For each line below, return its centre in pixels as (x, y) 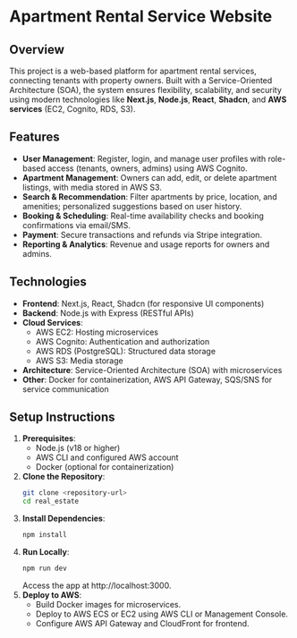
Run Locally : (46, 552)
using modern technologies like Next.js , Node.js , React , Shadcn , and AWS (148, 99)
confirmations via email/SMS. (76, 225)
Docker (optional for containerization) (105, 467)
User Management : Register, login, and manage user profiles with (144, 158)
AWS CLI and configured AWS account (107, 457)
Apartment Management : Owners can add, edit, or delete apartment (149, 177)
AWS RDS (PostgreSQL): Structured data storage (126, 351)
